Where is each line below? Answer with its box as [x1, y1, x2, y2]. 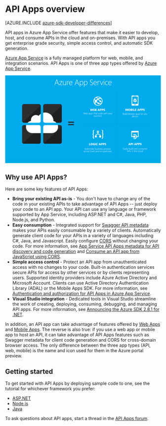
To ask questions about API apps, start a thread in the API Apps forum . [5, 416, 149, 422]
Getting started [5, 367, 53, 375]
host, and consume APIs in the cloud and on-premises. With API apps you [5, 35, 156, 41]
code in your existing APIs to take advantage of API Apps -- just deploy [12, 201, 158, 207]
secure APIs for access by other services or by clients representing [12, 269, 150, 276]
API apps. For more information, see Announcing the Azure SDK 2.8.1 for [12, 306, 160, 312]
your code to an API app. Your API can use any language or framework [12, 206, 157, 212]
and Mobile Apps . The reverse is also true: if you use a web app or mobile [5, 326, 156, 333]
